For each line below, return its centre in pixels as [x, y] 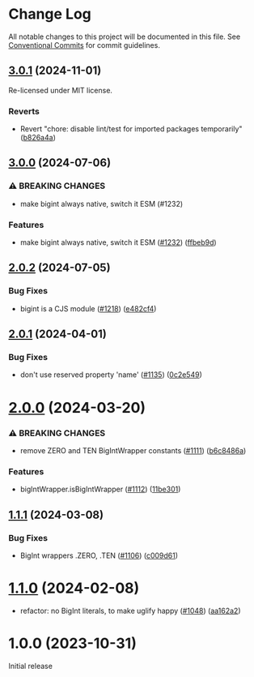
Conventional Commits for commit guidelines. [84, 45]
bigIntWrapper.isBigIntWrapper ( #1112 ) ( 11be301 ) [100, 489]
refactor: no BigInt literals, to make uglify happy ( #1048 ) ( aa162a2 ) [130, 611]
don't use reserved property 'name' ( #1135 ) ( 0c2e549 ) [111, 375]
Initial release [30, 666]
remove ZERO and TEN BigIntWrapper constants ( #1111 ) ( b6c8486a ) [133, 450]
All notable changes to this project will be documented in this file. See [125, 36]
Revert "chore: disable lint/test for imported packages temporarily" [131, 129]
